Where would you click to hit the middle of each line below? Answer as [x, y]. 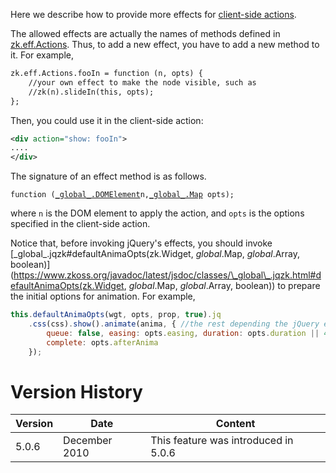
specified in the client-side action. [80, 224]
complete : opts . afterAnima [102, 342]
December [88, 441]
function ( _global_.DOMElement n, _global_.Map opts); [122, 195]
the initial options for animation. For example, [103, 296]
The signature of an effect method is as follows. [108, 176]
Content [235, 424]
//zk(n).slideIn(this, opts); [91, 92]
